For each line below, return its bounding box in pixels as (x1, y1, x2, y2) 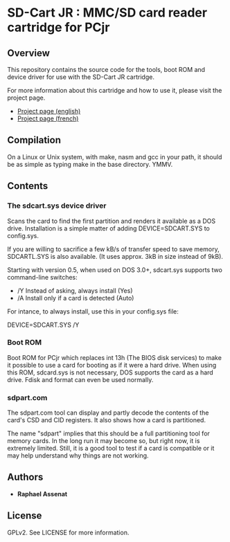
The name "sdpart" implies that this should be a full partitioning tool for (7, 429, 210, 437)
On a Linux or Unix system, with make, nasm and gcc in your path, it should (7, 152, 222, 161)
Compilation (7, 134, 61, 146)
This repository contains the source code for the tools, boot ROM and (7, 66, 206, 73)
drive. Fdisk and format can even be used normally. (7, 375, 154, 383)
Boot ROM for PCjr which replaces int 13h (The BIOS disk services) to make (7, 353, 222, 361)
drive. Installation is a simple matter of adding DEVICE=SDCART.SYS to (7, 224, 210, 233)
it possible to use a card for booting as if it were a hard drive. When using (7, 361, 217, 369)
